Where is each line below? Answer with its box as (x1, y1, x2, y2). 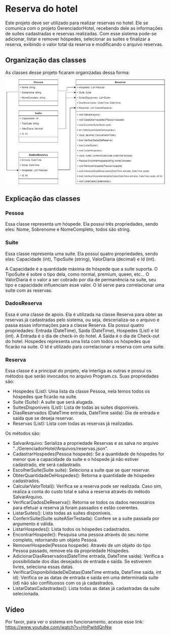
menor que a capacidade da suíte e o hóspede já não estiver (12, 456, 139, 462)
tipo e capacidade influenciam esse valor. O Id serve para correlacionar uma (5, 282, 164, 288)
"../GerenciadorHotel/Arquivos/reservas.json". (12, 446, 109, 452)
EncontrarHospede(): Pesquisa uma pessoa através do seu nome (12, 532, 149, 538)
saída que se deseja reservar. (12, 415, 74, 421)
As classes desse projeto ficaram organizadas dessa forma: (5, 69, 130, 75)
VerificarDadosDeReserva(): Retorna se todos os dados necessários (12, 499, 155, 505)
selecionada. (12, 590, 39, 597)
